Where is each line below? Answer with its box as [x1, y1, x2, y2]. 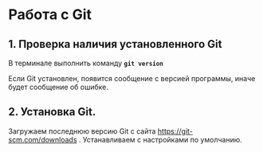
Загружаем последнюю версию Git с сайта [8, 126, 156, 136]
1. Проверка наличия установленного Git [8, 37, 222, 51]
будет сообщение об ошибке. [8, 82, 109, 92]
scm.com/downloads [8, 134, 77, 144]
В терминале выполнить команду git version [8, 58, 163, 68]
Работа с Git [8, 6, 92, 24]
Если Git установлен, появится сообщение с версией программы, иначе [8, 74, 256, 83]
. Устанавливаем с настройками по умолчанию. [78, 134, 242, 144]
